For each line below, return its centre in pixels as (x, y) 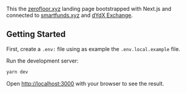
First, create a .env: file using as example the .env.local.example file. (93, 49)
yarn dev (17, 72)
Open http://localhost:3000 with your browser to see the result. (85, 83)
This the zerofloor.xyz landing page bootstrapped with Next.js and (89, 9)
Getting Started (36, 34)
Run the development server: (42, 61)
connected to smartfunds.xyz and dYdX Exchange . (70, 15)
